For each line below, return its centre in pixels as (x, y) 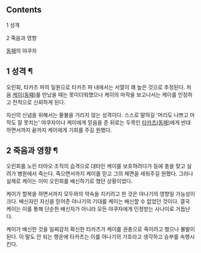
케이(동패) (24, 94)
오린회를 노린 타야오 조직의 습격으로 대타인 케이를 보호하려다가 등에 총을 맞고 (96, 166)
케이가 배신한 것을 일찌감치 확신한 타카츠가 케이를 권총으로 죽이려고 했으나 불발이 (101, 229)
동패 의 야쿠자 (22, 50)
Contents (24, 10)
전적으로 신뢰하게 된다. (39, 102)
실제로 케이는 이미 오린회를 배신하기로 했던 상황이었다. (70, 181)
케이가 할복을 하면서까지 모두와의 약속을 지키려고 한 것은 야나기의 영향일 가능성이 (101, 194)
